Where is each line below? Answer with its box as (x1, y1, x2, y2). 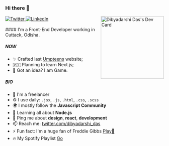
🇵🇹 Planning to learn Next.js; (12, 62, 74, 68)
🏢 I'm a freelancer (12, 91, 50, 97)
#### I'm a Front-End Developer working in (5, 27, 95, 33)
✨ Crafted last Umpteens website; (12, 56, 83, 62)
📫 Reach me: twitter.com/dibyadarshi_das (12, 120, 101, 127)
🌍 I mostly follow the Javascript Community (12, 102, 107, 108)
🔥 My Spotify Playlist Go (12, 135, 63, 141)
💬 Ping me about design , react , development (12, 115, 107, 121)
